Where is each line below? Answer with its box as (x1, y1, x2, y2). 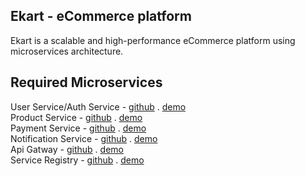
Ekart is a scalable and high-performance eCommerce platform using (10, 34, 296, 46)
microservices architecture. (10, 45, 124, 57)
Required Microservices (10, 74, 163, 91)
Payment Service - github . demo (10, 122, 147, 134)
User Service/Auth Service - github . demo (10, 100, 187, 113)
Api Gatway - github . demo (10, 143, 124, 155)
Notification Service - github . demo (10, 132, 158, 144)
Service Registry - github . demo (10, 154, 145, 166)
